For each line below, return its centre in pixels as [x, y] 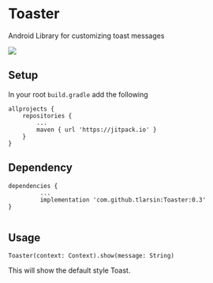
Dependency [40, 168]
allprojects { [32, 109]
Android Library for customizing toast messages [86, 36]
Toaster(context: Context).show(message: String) [92, 256]
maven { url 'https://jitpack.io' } [97, 130]
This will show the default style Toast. [69, 270]
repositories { [47, 115]
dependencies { [33, 186]
